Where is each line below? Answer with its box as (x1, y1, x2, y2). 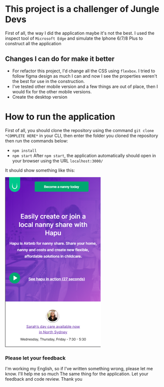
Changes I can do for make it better (5, 55, 115, 63)
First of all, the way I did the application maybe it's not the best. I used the (5, 30, 155, 36)
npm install (12, 148, 37, 153)
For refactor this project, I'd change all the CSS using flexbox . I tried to (12, 68, 156, 74)
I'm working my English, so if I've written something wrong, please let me (5, 365, 153, 371)
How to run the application (5, 111, 115, 122)
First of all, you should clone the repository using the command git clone (5, 127, 154, 133)
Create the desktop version (12, 94, 68, 100)
